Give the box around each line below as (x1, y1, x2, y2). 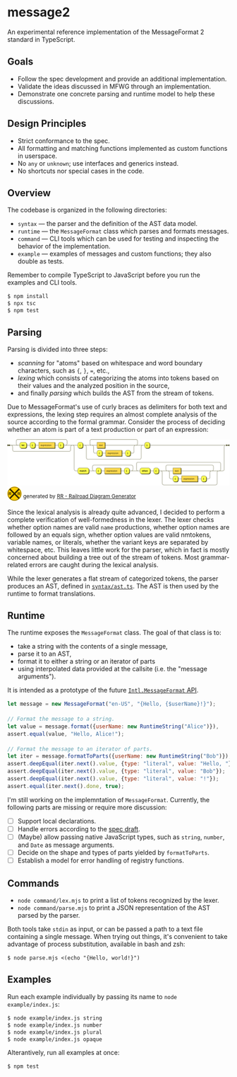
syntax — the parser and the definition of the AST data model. (17, 220, 198, 228)
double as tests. (17, 257, 65, 266)
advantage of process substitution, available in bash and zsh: (7, 940, 186, 948)
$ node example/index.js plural (7, 1028, 102, 1036)
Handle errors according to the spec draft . (17, 824, 140, 833)
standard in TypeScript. (7, 35, 75, 43)
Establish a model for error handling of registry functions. (17, 856, 185, 865)
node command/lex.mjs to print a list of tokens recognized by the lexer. (17, 896, 220, 904)
